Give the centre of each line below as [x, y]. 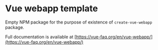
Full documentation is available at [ [41, 37]
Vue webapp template [52, 9]
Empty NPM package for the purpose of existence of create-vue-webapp [79, 22]
